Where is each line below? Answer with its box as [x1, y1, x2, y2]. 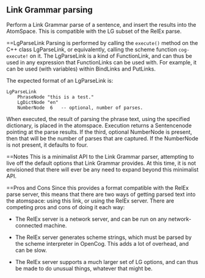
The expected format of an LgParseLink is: [6, 77, 113, 84]
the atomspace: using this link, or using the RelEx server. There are [6, 197, 174, 204]
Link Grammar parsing [6, 5, 93, 15]
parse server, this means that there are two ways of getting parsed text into [6, 190, 196, 198]
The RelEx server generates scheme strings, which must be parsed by [15, 234, 192, 241]
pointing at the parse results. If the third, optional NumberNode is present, [6, 128, 192, 136]
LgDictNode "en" [17, 99, 59, 105]
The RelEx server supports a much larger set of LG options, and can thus [15, 258, 198, 265]
